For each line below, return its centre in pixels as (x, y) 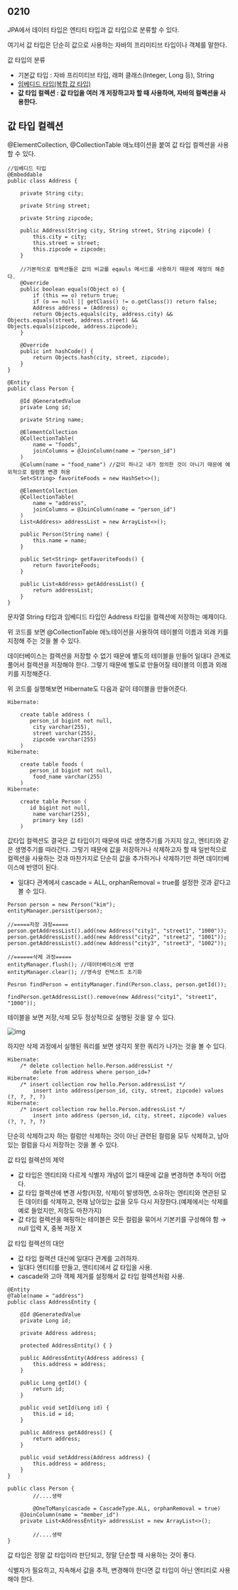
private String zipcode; (57, 218)
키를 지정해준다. (29, 674)
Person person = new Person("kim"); (61, 904)
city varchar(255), (62, 727)
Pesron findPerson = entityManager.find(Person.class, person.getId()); (117, 984)
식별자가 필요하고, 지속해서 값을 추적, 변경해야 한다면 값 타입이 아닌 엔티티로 (113, 1570)
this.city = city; (60, 237)
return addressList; (63, 590)
